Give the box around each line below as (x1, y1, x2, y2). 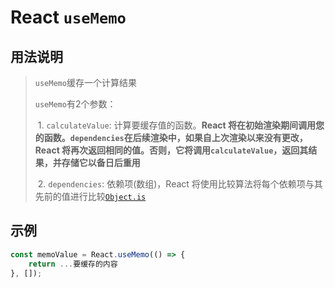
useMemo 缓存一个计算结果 (34, 77, 137, 88)
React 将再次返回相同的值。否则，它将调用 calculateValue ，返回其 (34, 144, 309, 156)
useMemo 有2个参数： (34, 98, 117, 110)
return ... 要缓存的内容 (28, 259, 118, 269)
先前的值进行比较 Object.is (34, 191, 147, 202)
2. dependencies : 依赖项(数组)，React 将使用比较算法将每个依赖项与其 (37, 178, 323, 190)
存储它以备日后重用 (61, 157, 141, 168)
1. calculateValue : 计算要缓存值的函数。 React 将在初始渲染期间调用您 (37, 119, 325, 131)
